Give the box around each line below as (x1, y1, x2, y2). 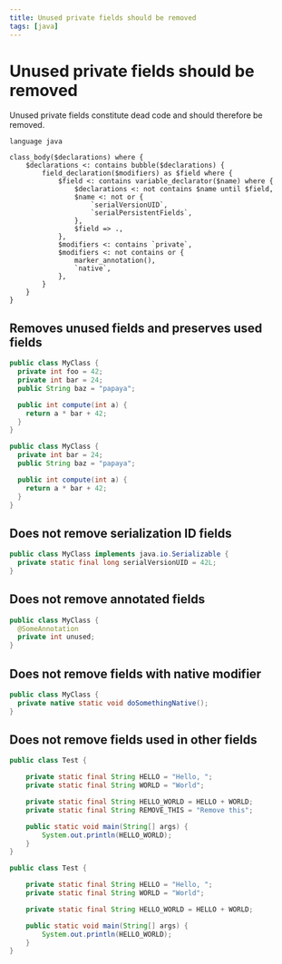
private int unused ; (17, 632, 95, 642)
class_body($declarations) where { (9, 153, 144, 162)
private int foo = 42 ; (17, 367, 103, 376)
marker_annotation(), (73, 256, 156, 266)
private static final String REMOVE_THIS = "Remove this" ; (25, 805, 254, 814)
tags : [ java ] (9, 22, 59, 31)
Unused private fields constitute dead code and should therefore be (9, 110, 263, 121)
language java (9, 137, 63, 146)
